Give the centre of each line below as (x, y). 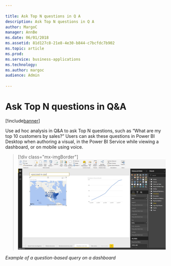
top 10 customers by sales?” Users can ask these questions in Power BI (80, 136)
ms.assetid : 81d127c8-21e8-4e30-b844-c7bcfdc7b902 (60, 43)
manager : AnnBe (21, 32)
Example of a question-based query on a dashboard (61, 258)
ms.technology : (21, 65)
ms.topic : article (25, 49)
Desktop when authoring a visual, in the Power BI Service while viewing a (82, 141)
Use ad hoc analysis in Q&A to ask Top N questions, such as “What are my (83, 131)
